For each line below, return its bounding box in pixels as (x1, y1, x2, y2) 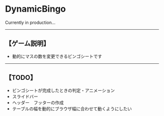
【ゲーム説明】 (5, 39, 50, 48)
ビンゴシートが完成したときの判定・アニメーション (12, 87, 115, 93)
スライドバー (12, 94, 38, 99)
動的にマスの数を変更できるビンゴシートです (12, 53, 102, 59)
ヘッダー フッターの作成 (12, 99, 64, 105)
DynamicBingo (5, 3, 66, 15)
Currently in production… (5, 19, 56, 25)
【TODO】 (5, 74, 37, 82)
